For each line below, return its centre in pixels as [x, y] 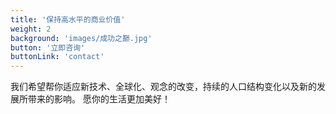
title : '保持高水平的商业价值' [68, 19]
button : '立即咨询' [48, 47]
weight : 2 [31, 29]
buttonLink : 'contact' [57, 57]
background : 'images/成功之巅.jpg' [81, 38]
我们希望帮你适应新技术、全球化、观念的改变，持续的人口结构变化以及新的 [163, 87]
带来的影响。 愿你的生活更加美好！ [99, 99]
